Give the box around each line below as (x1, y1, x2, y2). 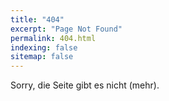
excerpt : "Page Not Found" (10, 24, 123, 34)
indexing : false (10, 42, 78, 53)
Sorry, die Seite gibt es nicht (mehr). (10, 79, 160, 91)
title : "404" (10, 14, 65, 25)
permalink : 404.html (10, 33, 97, 43)
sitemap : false (10, 52, 74, 62)
